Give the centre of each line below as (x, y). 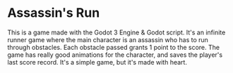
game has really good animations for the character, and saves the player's (115, 55)
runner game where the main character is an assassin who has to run (108, 39)
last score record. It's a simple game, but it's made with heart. (97, 62)
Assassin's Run (54, 13)
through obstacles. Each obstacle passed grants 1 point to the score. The (114, 47)
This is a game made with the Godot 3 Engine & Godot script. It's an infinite (116, 32)
